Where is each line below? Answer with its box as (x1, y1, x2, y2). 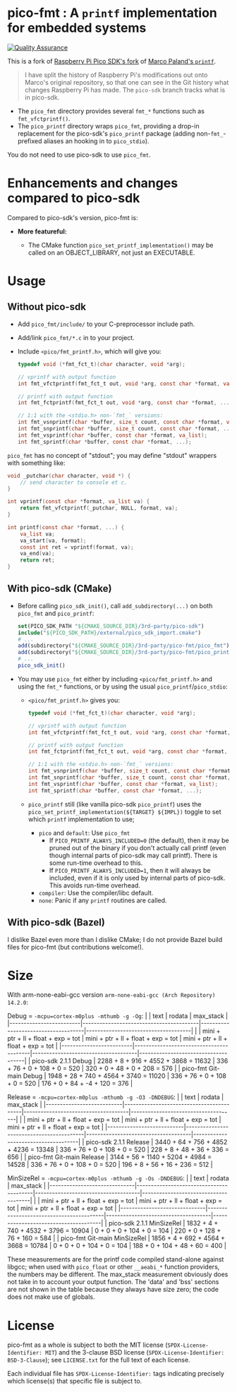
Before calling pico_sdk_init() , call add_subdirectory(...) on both (17, 601, 213, 610)
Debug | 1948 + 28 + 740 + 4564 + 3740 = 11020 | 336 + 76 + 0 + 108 (23, 1072, 227, 1080)
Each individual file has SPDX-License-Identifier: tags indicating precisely (7, 1369, 224, 1378)
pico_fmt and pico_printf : (17, 609, 95, 617)
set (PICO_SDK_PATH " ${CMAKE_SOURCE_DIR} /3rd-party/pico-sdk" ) (17, 622, 205, 629)
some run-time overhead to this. (49, 859, 143, 867)
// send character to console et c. (20, 478, 128, 486)
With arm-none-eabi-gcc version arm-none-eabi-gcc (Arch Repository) (7, 991, 216, 999)
